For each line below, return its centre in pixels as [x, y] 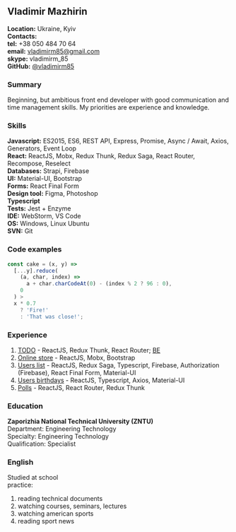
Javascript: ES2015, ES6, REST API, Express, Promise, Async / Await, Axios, [118, 141]
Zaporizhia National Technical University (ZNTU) [81, 421]
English [20, 462]
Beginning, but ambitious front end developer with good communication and [118, 100]
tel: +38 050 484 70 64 [42, 43]
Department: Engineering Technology [62, 429]
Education [25, 406]
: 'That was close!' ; [52, 317]
